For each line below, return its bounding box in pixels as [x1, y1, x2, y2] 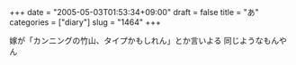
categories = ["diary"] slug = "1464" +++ [9, 17, 162, 28]
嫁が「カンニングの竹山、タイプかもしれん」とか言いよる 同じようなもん [9, 36, 280, 45]
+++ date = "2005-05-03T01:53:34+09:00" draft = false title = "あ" [9, 7, 259, 17]
